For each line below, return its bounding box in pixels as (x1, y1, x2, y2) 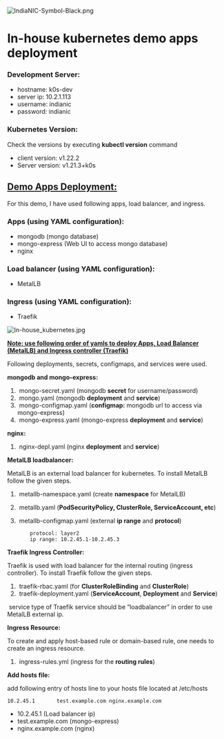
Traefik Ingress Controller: (7, 548, 85, 556)
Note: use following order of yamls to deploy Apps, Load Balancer (7, 339, 199, 347)
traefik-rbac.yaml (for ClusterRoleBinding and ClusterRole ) (19, 583, 190, 591)
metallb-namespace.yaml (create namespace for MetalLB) (19, 490, 186, 498)
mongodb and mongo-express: (7, 373, 99, 382)
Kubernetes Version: (7, 125, 78, 134)
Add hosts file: (7, 671, 50, 679)
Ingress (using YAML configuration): (7, 297, 132, 307)
